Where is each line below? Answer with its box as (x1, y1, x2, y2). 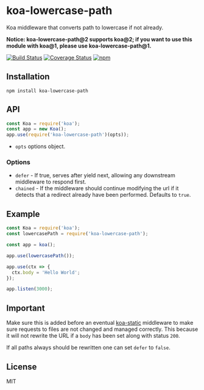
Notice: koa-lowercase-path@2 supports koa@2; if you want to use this (6, 35, 193, 43)
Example (6, 208, 40, 219)
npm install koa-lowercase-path (6, 88, 88, 94)
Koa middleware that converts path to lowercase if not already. (6, 24, 164, 31)
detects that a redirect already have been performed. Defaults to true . (15, 191, 191, 199)
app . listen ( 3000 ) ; (6, 286, 53, 292)
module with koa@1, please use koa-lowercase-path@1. (6, 42, 152, 49)
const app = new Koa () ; (6, 126, 67, 132)
